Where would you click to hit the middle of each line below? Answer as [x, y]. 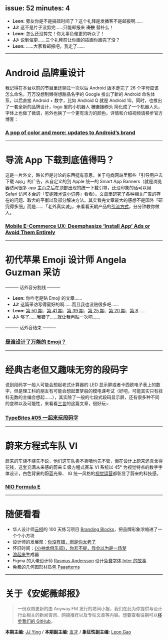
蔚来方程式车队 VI [41, 446]
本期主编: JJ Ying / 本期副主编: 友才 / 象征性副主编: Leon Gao [68, 631]
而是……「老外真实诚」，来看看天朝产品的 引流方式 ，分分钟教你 [91, 206]
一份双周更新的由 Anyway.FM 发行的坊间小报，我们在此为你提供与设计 [90, 608]
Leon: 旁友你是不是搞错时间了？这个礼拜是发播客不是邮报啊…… [78, 21]
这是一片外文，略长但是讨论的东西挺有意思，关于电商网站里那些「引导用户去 [84, 175]
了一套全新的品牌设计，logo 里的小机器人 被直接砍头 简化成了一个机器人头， [84, 106]
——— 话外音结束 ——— [30, 328]
